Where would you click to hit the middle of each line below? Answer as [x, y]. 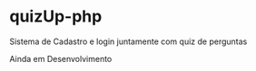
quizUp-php [56, 17]
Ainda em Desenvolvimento [61, 58]
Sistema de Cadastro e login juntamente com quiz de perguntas [128, 41]
